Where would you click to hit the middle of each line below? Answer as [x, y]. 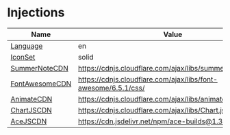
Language [27, 46]
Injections [36, 13]
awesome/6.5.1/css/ [111, 88]
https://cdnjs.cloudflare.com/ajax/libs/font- [148, 79]
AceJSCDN [29, 121]
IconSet [23, 57]
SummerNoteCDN [39, 68]
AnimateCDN [31, 99]
